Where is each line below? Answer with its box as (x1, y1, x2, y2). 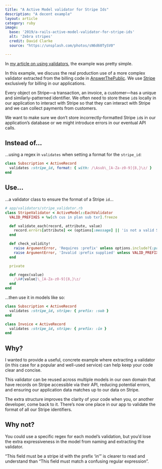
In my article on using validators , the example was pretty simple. (5, 61, 133, 66)
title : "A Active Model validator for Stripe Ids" (5, 7, 109, 12)
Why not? (5, 421, 35, 429)
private (9, 264, 25, 268)
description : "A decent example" (5, 12, 72, 16)
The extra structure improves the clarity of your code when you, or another (5, 396, 154, 402)
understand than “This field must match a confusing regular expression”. (5, 458, 149, 464)
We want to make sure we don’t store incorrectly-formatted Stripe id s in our (5, 114, 156, 120)
